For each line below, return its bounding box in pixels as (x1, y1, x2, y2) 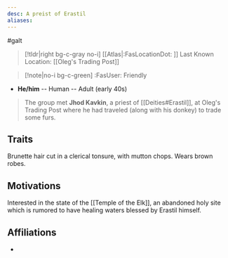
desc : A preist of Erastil (7, 10, 86, 18)
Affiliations (7, 226, 57, 238)
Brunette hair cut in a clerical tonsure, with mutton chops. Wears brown (7, 152, 213, 160)
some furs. (24, 113, 56, 122)
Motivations (7, 180, 61, 192)
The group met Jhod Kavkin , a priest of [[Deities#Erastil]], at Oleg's (24, 98, 221, 106)
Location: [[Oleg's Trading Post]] (24, 57, 119, 65)
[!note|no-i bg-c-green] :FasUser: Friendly (24, 71, 147, 79)
